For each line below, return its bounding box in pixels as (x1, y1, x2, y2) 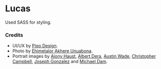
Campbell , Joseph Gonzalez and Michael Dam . (12, 59, 108, 65)
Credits (5, 32, 23, 38)
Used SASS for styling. (5, 19, 52, 25)
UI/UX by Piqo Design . (12, 43, 58, 49)
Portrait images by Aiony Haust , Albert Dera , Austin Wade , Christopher (12, 53, 156, 59)
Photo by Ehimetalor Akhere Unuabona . (12, 48, 93, 54)
